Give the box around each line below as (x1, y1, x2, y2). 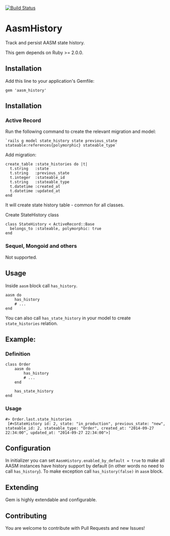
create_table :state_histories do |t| (5, 161, 88, 167)
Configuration (5, 444, 51, 452)
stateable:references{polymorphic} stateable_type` (5, 143, 117, 148)
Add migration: (5, 152, 37, 158)
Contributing (5, 511, 47, 520)
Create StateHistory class (5, 212, 59, 218)
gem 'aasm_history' (5, 87, 47, 93)
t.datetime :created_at (10, 184, 60, 189)
